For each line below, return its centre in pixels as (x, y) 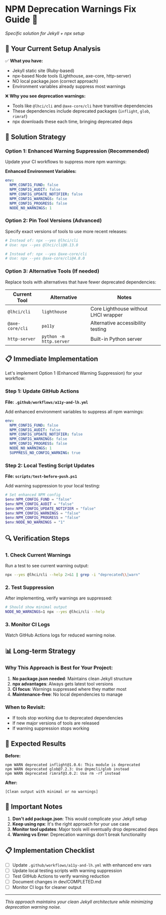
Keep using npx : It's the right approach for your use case (71, 824)
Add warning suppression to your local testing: (53, 486)
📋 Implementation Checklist (50, 851)
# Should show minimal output (36, 607)
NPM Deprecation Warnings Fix (71, 9)
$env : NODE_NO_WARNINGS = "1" (35, 522)
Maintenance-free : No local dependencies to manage (67, 694)
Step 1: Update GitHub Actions (42, 391)
